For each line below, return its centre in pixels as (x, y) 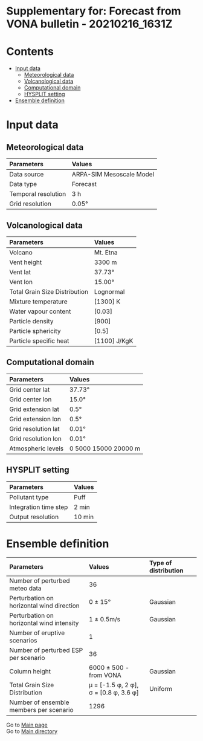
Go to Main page (27, 725)
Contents (30, 52)
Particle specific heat (39, 341)
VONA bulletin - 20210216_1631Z (89, 24)
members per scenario (41, 710)
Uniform (161, 688)
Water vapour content (40, 311)
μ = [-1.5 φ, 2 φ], (114, 685)
